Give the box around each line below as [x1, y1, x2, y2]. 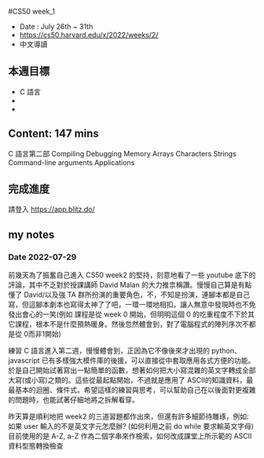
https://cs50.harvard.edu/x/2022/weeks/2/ [19, 31, 159, 39]
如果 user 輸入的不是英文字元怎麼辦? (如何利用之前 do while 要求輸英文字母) [8, 422, 254, 431]
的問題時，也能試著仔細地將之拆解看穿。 [8, 395, 139, 405]
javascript [8, 356, 41, 365]
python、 [211, 346, 241, 356]
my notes [8, 228, 55, 241]
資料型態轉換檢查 [8, 442, 64, 451]
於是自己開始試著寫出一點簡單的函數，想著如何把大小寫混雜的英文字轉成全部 [8, 365, 256, 376]
